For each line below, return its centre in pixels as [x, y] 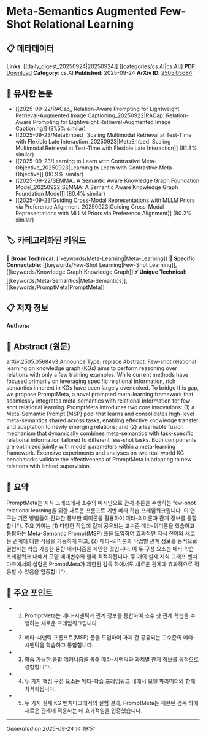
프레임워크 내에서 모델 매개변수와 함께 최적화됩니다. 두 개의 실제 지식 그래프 [96, 557]
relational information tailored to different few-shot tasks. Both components [101, 440]
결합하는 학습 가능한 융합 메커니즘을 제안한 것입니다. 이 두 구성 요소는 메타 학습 [100, 549]
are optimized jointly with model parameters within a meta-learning [91, 447]
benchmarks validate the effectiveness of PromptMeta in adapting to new [99, 460]
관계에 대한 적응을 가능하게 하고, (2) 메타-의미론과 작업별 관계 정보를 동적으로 [105, 541]
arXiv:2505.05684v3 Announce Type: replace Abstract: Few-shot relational [101, 362]
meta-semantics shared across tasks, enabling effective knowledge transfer [102, 420]
